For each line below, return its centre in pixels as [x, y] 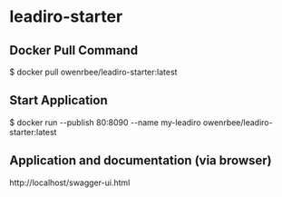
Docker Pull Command [74, 50]
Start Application [58, 100]
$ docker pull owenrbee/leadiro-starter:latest [93, 72]
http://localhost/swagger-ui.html [70, 182]
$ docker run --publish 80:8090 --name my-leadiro [105, 122]
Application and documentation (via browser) [141, 161]
